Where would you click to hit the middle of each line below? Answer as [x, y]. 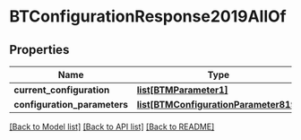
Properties [39, 50]
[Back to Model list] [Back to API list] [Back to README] [112, 127]
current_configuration [62, 90]
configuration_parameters [71, 105]
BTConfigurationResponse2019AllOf [148, 17]
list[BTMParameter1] [182, 90]
